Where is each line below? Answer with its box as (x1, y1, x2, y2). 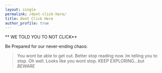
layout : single (5, 7, 36, 12)
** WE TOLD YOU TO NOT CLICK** (5, 34, 77, 40)
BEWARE (17, 63, 35, 69)
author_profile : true (5, 20, 49, 26)
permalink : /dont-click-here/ (5, 12, 67, 17)
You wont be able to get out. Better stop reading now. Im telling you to (17, 53, 158, 59)
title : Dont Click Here (5, 16, 54, 21)
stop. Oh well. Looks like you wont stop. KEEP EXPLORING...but (17, 58, 145, 64)
